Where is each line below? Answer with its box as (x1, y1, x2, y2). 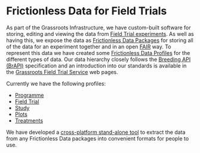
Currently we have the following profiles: (6, 79, 106, 87)
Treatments (14, 117, 44, 124)
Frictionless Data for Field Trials (6, 4, 167, 18)
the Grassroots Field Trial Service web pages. (6, 68, 118, 75)
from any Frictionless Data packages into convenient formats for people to (6, 134, 189, 142)
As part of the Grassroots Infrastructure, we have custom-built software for (6, 24, 191, 31)
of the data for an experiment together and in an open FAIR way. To (6, 43, 171, 50)
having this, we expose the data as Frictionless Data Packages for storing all (6, 36, 194, 44)
